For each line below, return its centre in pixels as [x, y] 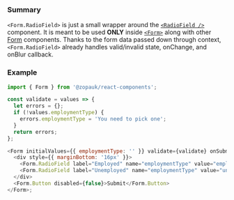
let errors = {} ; [39, 106]
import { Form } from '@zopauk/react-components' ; [82, 87]
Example [22, 72]
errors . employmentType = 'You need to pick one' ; [93, 119]
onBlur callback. [30, 54]
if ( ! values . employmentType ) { [59, 113]
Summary [24, 10]
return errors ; [36, 132]
